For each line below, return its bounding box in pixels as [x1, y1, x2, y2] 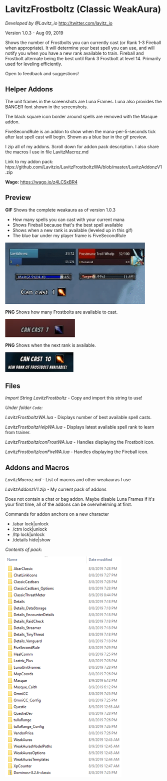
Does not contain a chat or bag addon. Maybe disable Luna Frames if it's [5, 496, 155, 502]
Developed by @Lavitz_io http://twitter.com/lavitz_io [5, 20, 112, 26]
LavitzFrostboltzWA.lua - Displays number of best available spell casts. [5, 415, 152, 421]
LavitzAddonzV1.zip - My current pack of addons [5, 486, 106, 492]
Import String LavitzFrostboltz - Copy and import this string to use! [5, 395, 142, 401]
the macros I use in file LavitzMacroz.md [5, 149, 89, 155]
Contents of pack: [5, 546, 42, 552]
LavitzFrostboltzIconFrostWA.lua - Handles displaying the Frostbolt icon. [5, 439, 155, 445]
